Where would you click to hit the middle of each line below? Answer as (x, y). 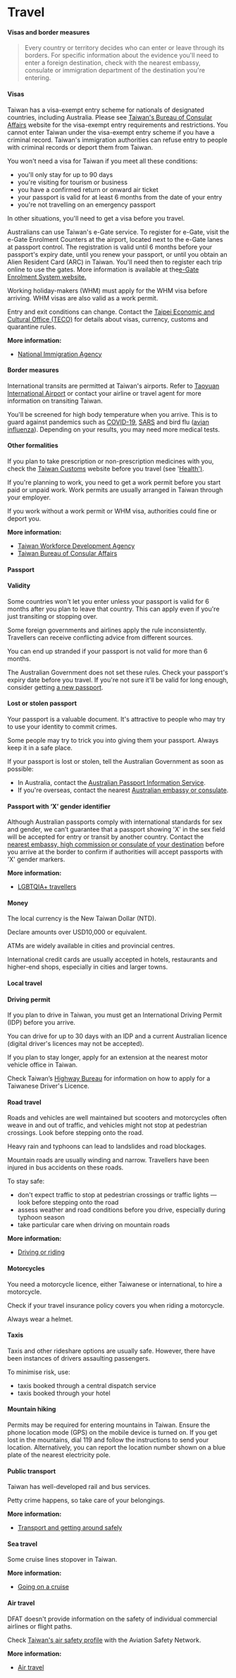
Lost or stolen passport (42, 703)
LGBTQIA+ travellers (47, 887)
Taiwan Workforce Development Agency (76, 546)
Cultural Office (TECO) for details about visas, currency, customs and (108, 319)
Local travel (25, 983)
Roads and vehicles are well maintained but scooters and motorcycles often (117, 1118)
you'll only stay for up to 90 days (65, 174)
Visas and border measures (49, 32)
